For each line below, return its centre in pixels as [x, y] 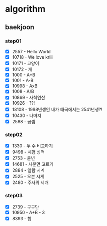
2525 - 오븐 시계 [28, 177]
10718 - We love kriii [32, 57]
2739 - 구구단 [26, 207]
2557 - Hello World [31, 51]
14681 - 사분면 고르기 [33, 164]
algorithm [25, 9]
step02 [14, 135]
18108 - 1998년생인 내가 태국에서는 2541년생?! [57, 109]
